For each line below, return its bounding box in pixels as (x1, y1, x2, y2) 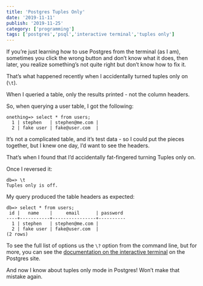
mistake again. (6, 273, 43, 281)
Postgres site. (6, 255, 41, 262)
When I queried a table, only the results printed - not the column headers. (6, 91, 190, 98)
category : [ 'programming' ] (6, 25, 75, 32)
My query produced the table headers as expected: (6, 193, 135, 201)
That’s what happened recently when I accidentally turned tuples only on (6, 73, 188, 80)
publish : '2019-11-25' (6, 20, 64, 26)
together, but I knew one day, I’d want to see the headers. (6, 142, 150, 149)
